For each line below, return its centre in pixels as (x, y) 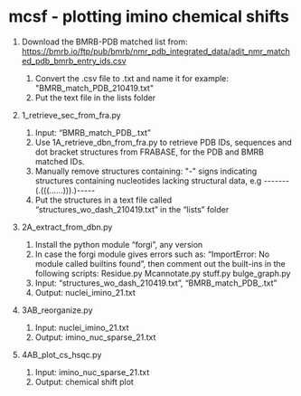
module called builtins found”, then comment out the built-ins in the (160, 263)
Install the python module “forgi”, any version (119, 244)
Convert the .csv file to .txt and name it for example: (132, 78)
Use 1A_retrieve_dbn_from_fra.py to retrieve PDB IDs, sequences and (164, 142)
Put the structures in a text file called (103, 200)
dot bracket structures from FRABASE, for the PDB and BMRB (149, 152)
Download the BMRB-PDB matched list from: (104, 42)
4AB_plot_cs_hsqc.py (61, 354)
